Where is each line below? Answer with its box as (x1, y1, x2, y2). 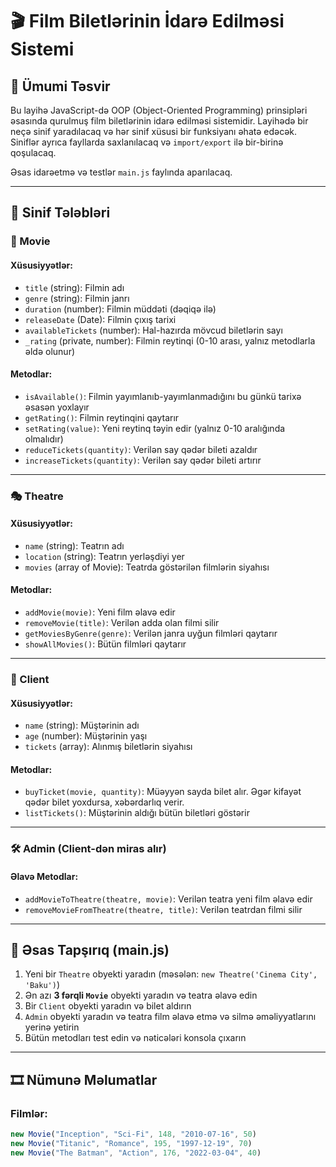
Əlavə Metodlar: (10, 870, 79, 882)
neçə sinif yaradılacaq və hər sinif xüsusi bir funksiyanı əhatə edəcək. (10, 126, 298, 137)
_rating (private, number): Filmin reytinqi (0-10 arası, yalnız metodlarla (24, 334, 316, 347)
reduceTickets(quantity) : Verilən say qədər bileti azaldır (24, 443, 258, 455)
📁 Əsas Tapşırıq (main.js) (10, 941, 170, 958)
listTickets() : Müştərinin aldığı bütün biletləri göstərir (24, 807, 250, 819)
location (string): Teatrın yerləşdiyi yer (24, 550, 185, 562)
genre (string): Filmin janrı (24, 292, 130, 304)
